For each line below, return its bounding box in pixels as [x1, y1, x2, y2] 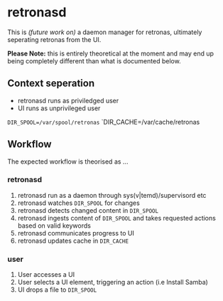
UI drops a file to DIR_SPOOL [17, 285, 97, 294]
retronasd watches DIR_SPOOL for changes [17, 199, 140, 207]
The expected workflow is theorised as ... [7, 157, 129, 166]
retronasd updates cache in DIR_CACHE [17, 236, 129, 245]
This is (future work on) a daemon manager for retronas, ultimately [7, 28, 202, 36]
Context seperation [7, 78, 95, 90]
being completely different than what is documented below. [7, 56, 181, 65]
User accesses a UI [17, 270, 75, 279]
